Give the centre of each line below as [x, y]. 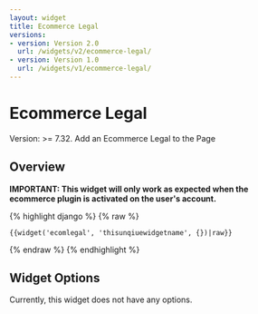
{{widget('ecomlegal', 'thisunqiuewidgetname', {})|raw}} [121, 232]
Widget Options [55, 278]
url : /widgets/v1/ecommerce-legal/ [85, 69]
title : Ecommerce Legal [54, 26]
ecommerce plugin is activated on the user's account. [113, 198]
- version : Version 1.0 [54, 60]
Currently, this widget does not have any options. [101, 299]
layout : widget [38, 18]
